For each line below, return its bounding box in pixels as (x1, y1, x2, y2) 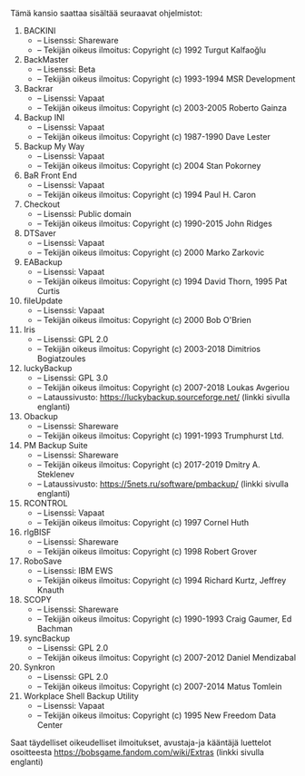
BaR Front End (23, 170, 78, 181)
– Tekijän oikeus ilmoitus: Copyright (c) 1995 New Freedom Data (36, 710, 276, 721)
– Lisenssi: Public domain (36, 209, 133, 219)
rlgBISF (23, 526, 52, 537)
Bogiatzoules (36, 353, 86, 364)
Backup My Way (23, 141, 85, 152)
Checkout (23, 199, 61, 210)
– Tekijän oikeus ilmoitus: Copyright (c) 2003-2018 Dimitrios (36, 344, 261, 354)
